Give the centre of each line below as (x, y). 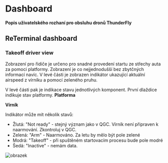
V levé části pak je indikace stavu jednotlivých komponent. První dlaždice (81, 90)
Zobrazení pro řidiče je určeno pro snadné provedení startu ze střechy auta (83, 64)
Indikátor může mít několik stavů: (39, 114)
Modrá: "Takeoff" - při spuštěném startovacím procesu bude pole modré (88, 140)
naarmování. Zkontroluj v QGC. (45, 129)
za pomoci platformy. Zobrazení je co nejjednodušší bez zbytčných (75, 69)
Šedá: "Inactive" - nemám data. (45, 145)
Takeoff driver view (29, 53)
